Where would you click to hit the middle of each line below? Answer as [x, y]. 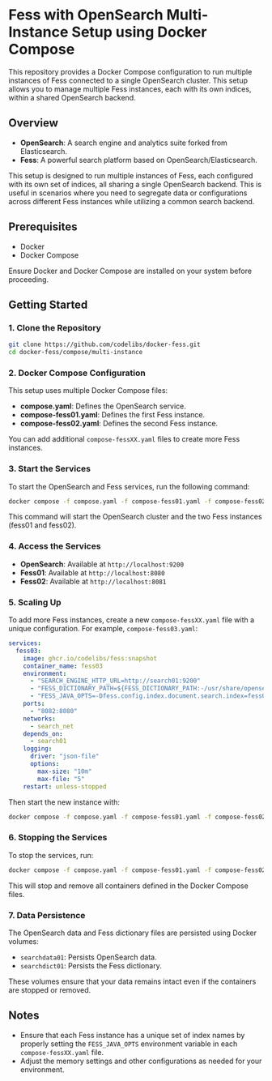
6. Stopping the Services [58, 838]
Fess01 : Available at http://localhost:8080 [92, 572]
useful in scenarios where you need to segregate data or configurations [128, 193]
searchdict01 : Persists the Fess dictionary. [91, 965]
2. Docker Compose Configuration [77, 373]
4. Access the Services [55, 546]
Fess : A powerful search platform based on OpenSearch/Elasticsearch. [138, 160]
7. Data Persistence [47, 915]
